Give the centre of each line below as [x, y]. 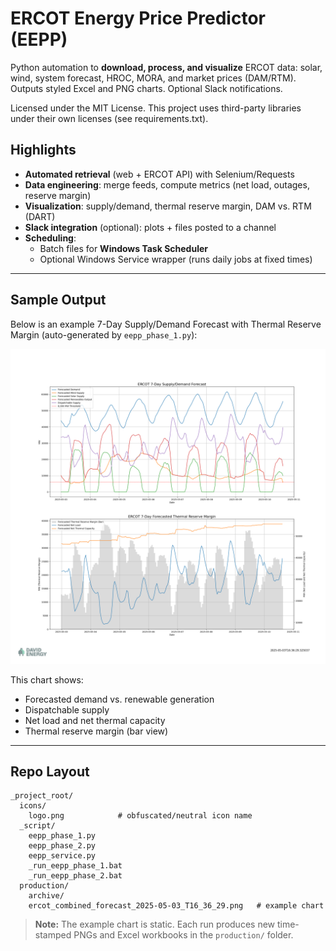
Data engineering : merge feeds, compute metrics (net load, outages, [167, 184]
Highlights [43, 150]
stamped [53, 935]
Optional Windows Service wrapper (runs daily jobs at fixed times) [176, 259]
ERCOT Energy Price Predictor [138, 18]
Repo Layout [50, 771]
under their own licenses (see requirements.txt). [109, 118]
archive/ [46, 896]
